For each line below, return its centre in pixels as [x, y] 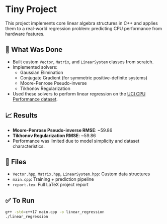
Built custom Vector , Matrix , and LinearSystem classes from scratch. [83, 62]
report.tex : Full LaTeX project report [51, 185]
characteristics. [29, 146]
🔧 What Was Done [34, 49]
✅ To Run [20, 200]
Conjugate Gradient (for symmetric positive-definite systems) [83, 78]
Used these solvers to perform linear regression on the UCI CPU [79, 93]
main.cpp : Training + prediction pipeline [53, 179]
